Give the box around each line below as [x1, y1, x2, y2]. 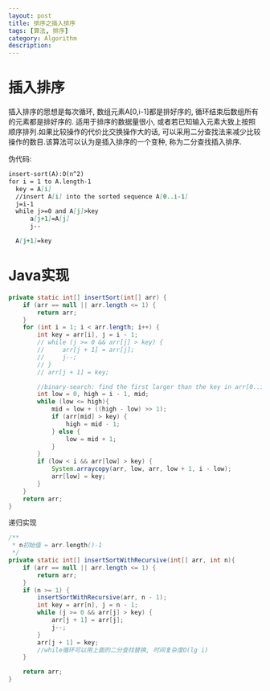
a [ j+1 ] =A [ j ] [29, 215, 70, 223]
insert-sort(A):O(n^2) [8, 170, 84, 178]
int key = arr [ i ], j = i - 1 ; [37, 331, 138, 339]
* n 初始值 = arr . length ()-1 [11, 542, 103, 550]
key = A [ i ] [15, 185, 52, 193]
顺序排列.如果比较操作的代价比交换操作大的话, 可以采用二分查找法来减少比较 [8, 127, 261, 137]
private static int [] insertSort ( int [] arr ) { [8, 293, 167, 301]
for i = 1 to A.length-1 [8, 178, 92, 186]
